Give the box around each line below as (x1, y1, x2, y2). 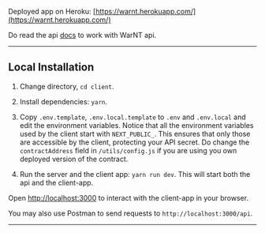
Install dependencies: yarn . (19, 96, 108, 106)
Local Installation (8, 61, 95, 74)
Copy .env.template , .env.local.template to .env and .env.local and (19, 112, 246, 122)
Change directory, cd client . (19, 81, 114, 91)
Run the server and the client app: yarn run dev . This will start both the (19, 169, 251, 179)
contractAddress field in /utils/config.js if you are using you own (19, 145, 237, 155)
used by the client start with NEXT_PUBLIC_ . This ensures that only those (19, 129, 251, 138)
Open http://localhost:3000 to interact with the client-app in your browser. (8, 193, 249, 202)
